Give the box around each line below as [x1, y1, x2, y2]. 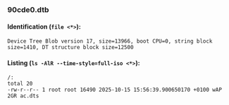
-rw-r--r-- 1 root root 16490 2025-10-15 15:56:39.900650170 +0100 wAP [7, 86, 222, 94]
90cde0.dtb [7, 5, 49, 15]
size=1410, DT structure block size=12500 [7, 44, 134, 51]
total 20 [7, 80, 33, 87]
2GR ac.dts [7, 92, 39, 99]
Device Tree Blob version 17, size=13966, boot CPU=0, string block [7, 38, 213, 45]
